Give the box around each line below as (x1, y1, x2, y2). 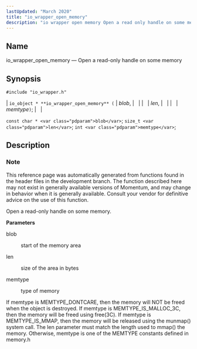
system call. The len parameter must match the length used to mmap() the (6, 323, 185, 330)
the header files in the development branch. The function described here (6, 177, 182, 185)
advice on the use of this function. (6, 196, 89, 203)
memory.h (6, 336, 31, 343)
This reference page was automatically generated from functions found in (6, 171, 185, 178)
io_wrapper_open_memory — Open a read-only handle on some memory (6, 57, 182, 64)
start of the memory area (21, 242, 81, 249)
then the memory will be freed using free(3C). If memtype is (6, 311, 151, 318)
